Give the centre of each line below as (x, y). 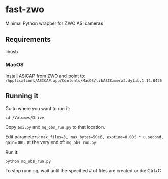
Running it (22, 96)
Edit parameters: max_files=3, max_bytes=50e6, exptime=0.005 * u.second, (85, 137)
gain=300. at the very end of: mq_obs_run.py (51, 142)
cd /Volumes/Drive (25, 118)
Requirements (28, 39)
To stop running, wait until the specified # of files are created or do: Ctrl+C (83, 170)
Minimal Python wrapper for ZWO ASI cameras (54, 23)
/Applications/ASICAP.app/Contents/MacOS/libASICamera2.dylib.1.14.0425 (84, 81)
